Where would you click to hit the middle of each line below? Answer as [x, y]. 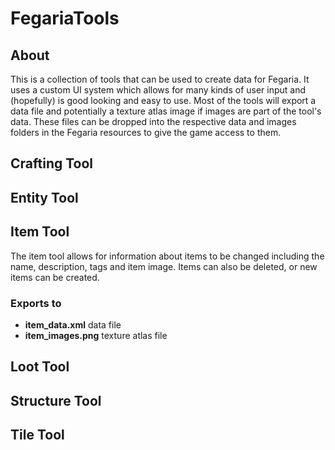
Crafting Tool [52, 163]
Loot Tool [40, 367]
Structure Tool [56, 400]
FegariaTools [65, 18]
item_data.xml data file [73, 324]
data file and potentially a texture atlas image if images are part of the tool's [166, 111]
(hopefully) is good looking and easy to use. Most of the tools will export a [163, 100]
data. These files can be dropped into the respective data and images [153, 121]
